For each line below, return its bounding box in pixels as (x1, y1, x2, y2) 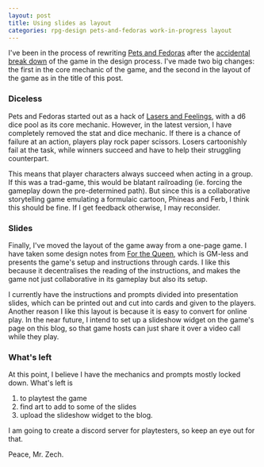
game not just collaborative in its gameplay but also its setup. (8, 274, 208, 284)
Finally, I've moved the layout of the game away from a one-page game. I (8, 240, 247, 250)
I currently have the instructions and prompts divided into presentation (8, 289, 239, 299)
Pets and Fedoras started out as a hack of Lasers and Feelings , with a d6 (8, 111, 247, 121)
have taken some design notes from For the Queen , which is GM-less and (8, 249, 249, 258)
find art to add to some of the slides (19, 402, 137, 411)
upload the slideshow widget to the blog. (19, 411, 153, 420)
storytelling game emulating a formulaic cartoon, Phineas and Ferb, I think (8, 194, 250, 203)
